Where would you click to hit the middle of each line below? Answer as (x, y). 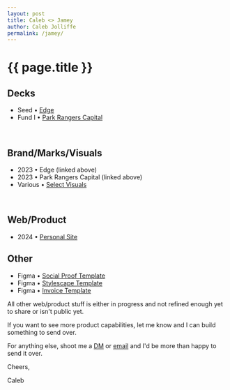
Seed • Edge (36, 110)
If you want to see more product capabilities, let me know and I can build (112, 324)
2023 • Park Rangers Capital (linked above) (80, 177)
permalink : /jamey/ (36, 33)
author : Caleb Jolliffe (42, 27)
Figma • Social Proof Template (61, 276)
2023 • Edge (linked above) (57, 170)
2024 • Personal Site (47, 237)
